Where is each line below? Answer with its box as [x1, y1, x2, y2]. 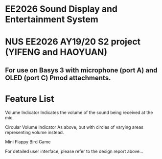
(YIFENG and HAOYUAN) [5, 46, 108, 58]
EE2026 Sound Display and [5, 3, 117, 15]
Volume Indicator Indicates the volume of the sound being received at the [5, 109, 153, 115]
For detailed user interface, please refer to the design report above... [5, 148, 143, 154]
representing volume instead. [5, 129, 64, 135]
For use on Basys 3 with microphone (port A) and [5, 66, 158, 74]
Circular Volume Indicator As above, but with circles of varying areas [5, 124, 143, 130]
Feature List [5, 93, 54, 104]
